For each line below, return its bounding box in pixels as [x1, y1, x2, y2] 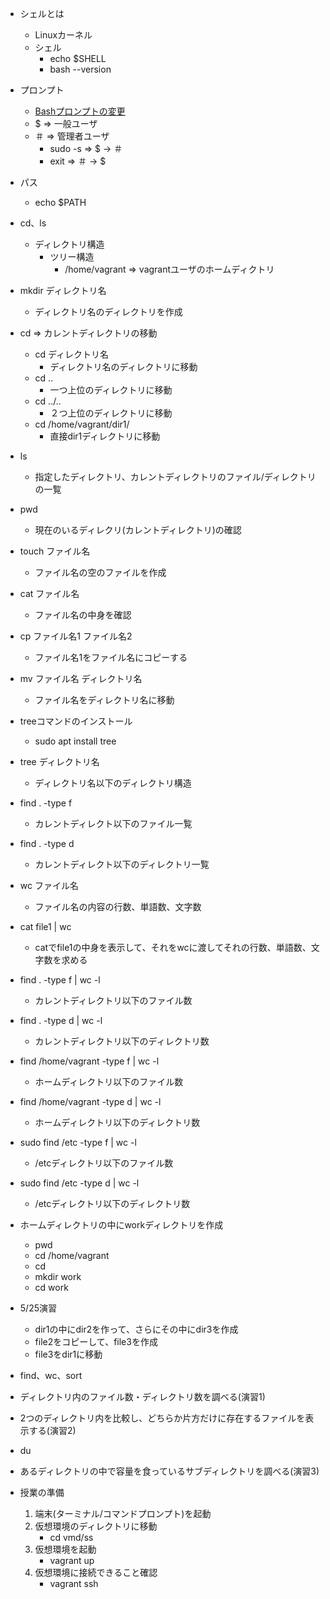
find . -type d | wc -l [19, 1015, 103, 1026]
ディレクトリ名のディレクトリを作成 [34, 306, 183, 317]
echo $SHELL [49, 53, 107, 64]
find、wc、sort [19, 1370, 83, 1381]
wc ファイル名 [19, 880, 79, 891]
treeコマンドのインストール [19, 715, 133, 727]
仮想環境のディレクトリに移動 [34, 1520, 158, 1532]
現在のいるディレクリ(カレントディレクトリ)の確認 [34, 524, 242, 536]
